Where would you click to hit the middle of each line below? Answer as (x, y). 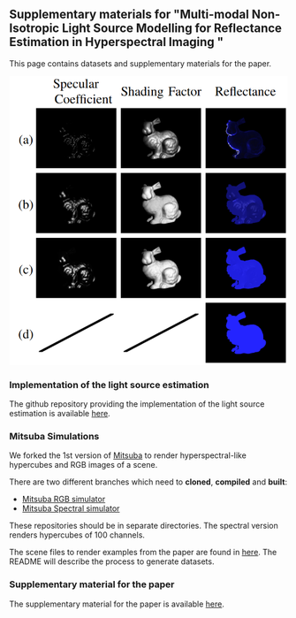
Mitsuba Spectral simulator (71, 508)
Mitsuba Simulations (54, 437)
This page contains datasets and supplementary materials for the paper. (140, 63)
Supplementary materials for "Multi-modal (129, 15)
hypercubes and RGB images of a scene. (83, 465)
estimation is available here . (60, 414)
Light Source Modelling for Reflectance (172, 29)
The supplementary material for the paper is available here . (117, 604)
